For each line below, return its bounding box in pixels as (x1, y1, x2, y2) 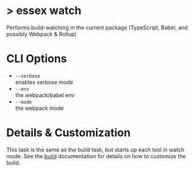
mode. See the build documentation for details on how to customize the (6, 152, 186, 159)
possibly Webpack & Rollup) (6, 30, 77, 37)
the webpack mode (15, 104, 64, 112)
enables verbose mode (15, 78, 73, 85)
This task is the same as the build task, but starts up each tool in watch (6, 146, 185, 153)
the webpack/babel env (15, 91, 75, 98)
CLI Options (6, 52, 67, 66)
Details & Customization (6, 126, 131, 140)
